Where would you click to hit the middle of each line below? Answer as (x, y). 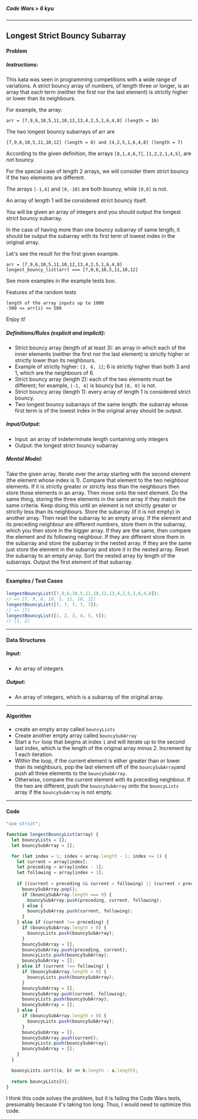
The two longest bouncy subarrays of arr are (60, 131)
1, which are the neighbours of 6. (55, 372)
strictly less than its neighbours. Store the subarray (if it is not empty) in (93, 512)
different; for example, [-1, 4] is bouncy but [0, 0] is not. (85, 385)
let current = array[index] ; (52, 861)
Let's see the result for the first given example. (63, 253)
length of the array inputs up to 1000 (55, 303)
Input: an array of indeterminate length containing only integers (91, 439)
